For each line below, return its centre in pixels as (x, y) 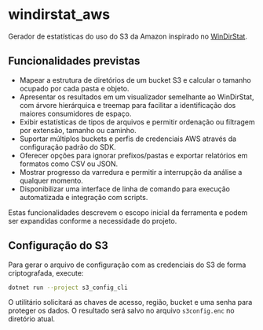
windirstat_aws (59, 15)
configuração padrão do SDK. (68, 146)
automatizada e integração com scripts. (84, 197)
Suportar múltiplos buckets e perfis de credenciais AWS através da (128, 139)
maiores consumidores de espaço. (75, 113)
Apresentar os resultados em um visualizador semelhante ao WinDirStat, (137, 97)
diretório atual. (32, 319)
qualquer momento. (51, 180)
